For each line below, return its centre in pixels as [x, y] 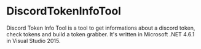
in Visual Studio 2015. [33, 41]
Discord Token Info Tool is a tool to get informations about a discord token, [101, 28]
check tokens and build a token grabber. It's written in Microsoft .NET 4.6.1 [100, 34]
